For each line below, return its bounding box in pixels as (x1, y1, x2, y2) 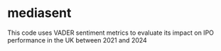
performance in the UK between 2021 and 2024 (7, 35, 147, 44)
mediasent (7, 5, 72, 21)
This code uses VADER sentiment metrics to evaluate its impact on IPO (7, 28, 215, 37)
